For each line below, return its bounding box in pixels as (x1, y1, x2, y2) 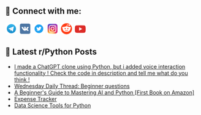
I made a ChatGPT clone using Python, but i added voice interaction (13, 63, 186, 70)
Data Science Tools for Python (13, 102, 91, 109)
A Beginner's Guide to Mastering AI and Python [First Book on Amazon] (13, 89, 195, 96)
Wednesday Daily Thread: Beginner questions (13, 82, 130, 89)
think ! (13, 75, 30, 83)
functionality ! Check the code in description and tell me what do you (13, 69, 189, 77)
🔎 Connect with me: (5, 6, 82, 16)
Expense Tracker (13, 95, 57, 102)
